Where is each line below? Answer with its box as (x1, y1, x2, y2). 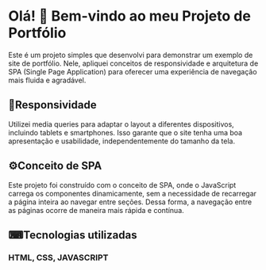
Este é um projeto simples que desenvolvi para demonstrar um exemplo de (8, 50, 253, 59)
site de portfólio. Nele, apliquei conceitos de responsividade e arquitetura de (8, 59, 259, 68)
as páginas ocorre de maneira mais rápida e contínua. (8, 205, 184, 215)
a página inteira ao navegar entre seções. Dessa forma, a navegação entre (8, 197, 253, 207)
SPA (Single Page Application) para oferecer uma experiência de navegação (8, 67, 257, 76)
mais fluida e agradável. (8, 75, 87, 85)
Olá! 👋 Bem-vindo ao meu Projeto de (8, 7, 252, 25)
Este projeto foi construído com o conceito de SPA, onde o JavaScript (8, 180, 237, 189)
